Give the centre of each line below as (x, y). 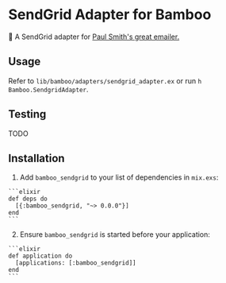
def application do (40, 256)
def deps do (28, 199)
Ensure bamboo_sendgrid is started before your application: (115, 235)
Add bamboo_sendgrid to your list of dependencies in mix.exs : (119, 177)
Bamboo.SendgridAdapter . (48, 89)
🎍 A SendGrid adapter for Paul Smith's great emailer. (94, 37)
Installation (36, 158)
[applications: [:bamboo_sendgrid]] (76, 263)
